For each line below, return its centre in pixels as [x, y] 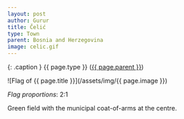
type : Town [24, 34]
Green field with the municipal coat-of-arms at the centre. [92, 108]
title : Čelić [27, 27]
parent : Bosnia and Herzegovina [55, 40]
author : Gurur [29, 21]
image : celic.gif [33, 47]
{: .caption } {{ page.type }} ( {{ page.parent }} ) [76, 67]
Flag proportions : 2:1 [38, 94]
